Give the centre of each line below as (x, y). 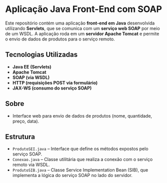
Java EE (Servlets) (32, 66)
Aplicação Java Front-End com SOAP (84, 9)
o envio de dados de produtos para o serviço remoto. (60, 39)
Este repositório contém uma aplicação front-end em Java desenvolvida (80, 23)
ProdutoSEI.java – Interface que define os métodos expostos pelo (80, 149)
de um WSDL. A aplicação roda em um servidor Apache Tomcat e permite (82, 33)
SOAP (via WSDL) (31, 77)
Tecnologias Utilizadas (41, 55)
